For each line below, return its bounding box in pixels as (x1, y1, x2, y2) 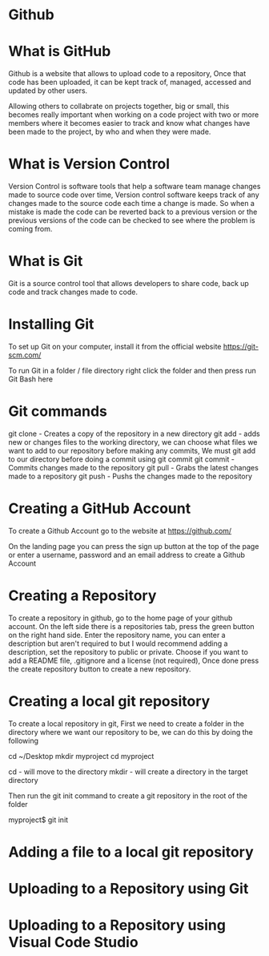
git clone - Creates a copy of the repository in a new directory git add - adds (8, 429, 260, 438)
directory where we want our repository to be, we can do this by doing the (8, 727, 254, 736)
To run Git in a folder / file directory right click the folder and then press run (8, 365, 256, 375)
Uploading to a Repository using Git (8, 880, 249, 898)
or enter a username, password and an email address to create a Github (8, 550, 246, 559)
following (8, 736, 38, 745)
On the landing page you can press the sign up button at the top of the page (8, 541, 259, 551)
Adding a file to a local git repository (8, 843, 254, 861)
